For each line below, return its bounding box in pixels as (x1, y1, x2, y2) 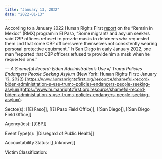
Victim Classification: (5, 149, 48, 155)
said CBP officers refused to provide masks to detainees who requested (5, 35, 149, 41)
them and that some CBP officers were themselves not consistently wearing (5, 40, 157, 46)
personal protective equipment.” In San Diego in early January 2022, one (5, 46, 152, 52)
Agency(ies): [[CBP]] (5, 120, 47, 127)
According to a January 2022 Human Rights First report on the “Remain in (5, 25, 153, 31)
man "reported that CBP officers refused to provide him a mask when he (5, 51, 150, 57)
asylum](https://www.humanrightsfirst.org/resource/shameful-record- (5, 86, 146, 92)
